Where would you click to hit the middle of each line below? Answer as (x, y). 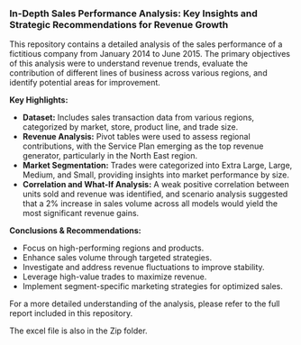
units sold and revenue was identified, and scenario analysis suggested (155, 194)
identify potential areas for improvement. (85, 83)
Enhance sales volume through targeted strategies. (117, 258)
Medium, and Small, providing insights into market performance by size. (156, 175)
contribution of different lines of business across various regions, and (138, 73)
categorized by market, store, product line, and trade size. (130, 127)
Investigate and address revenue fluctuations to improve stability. (143, 268)
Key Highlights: (39, 100)
